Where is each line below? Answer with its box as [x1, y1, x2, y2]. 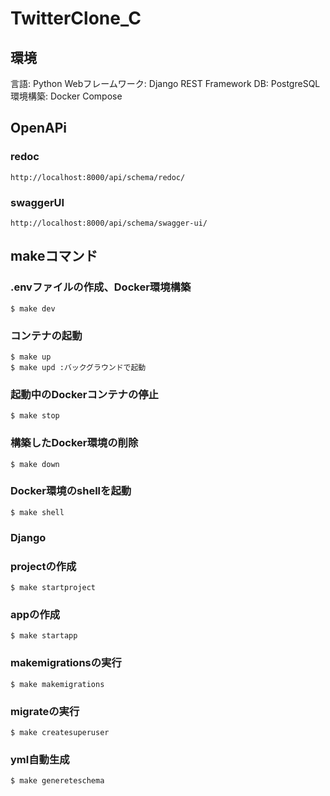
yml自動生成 [10, 752, 70, 766]
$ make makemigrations [10, 679, 105, 689]
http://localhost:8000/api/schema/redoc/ [10, 172, 186, 182]
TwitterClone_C [10, 7, 142, 30]
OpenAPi [10, 120, 67, 137]
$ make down [10, 459, 60, 469]
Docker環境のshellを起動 [10, 484, 132, 498]
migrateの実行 [10, 704, 80, 718]
